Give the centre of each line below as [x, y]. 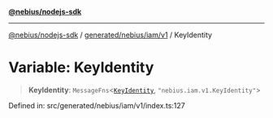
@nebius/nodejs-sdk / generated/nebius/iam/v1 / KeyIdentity [110, 35]
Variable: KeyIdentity [81, 67]
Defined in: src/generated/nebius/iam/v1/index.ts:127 [97, 105]
